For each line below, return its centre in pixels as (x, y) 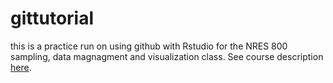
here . (21, 67)
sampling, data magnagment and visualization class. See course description (167, 56)
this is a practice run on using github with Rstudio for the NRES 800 (149, 46)
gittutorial (52, 18)
